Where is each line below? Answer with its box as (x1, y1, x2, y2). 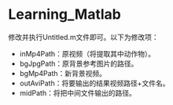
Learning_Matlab (8, 5, 122, 24)
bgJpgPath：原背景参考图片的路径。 (19, 59, 138, 68)
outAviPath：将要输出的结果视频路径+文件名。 (19, 78, 170, 88)
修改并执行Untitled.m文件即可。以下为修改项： (8, 32, 159, 42)
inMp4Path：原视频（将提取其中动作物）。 (19, 49, 156, 58)
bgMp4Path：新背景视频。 (19, 68, 106, 78)
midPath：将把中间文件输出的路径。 (19, 88, 136, 97)
